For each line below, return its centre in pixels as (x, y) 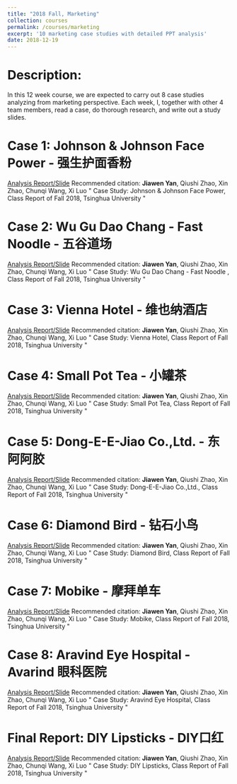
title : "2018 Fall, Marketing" (53, 14)
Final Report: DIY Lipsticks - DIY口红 (116, 738)
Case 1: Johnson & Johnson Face (106, 146)
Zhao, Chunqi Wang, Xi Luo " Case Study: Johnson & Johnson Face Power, (117, 191)
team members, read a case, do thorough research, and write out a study (114, 110)
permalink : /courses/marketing (53, 27)
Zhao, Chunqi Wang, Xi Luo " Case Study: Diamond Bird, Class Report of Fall (118, 553)
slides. (17, 117)
